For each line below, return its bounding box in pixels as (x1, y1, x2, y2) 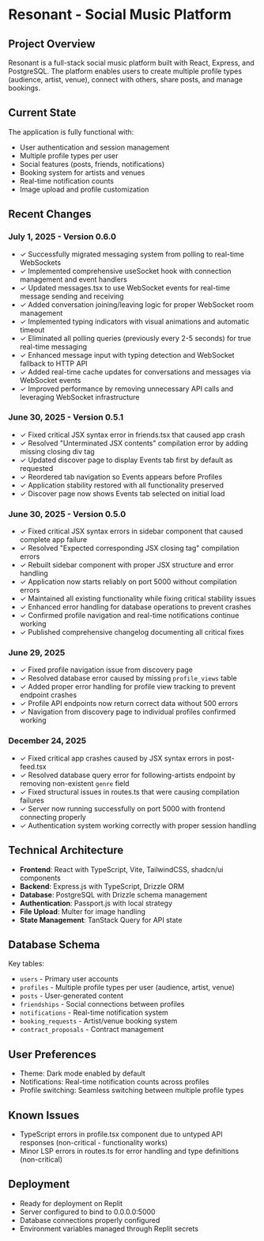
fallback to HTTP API (19, 359, 89, 368)
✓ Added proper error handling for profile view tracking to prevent (19, 682, 236, 692)
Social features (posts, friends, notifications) (19, 159, 165, 169)
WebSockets (19, 257, 62, 267)
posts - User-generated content (19, 991, 124, 1000)
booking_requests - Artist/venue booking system (19, 1016, 178, 1026)
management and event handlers (19, 275, 128, 284)
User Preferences (8, 1047, 96, 1061)
